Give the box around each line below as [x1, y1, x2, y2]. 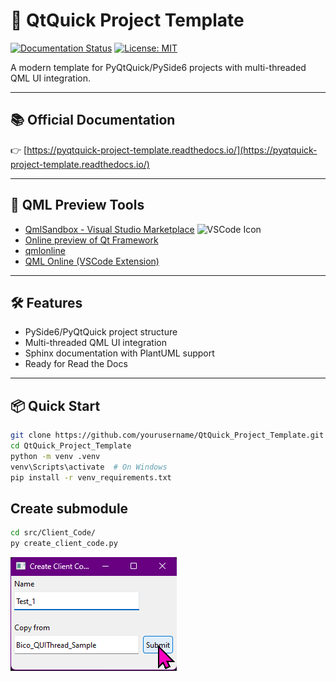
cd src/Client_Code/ [10, 528, 97, 538]
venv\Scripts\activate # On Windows [10, 462, 168, 472]
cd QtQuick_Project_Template [10, 441, 132, 451]
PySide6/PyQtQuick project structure [24, 326, 178, 338]
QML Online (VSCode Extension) [24, 255, 160, 267]
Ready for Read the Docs [24, 358, 128, 370]
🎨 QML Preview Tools [10, 197, 145, 214]
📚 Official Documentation [10, 112, 176, 129]
